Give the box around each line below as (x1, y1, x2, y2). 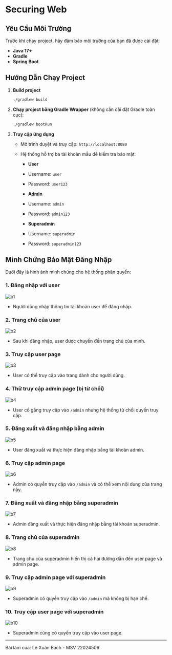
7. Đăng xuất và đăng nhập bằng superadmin (5, 499, 119, 507)
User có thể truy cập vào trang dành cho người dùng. (12, 372, 125, 379)
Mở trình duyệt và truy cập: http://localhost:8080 (20, 141, 127, 147)
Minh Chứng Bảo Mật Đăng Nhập (5, 255, 112, 264)
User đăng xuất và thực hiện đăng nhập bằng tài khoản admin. (12, 446, 144, 453)
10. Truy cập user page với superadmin (5, 608, 104, 615)
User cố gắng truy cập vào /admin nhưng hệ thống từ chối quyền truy (12, 407, 159, 413)
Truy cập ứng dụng (12, 131, 55, 137)
